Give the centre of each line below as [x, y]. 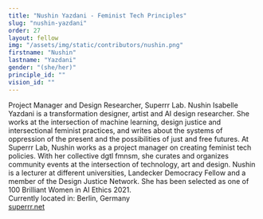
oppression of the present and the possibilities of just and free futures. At [129, 139]
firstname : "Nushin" [43, 53]
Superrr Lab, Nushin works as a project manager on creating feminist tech [130, 147]
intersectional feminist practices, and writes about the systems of [116, 130]
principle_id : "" [37, 75]
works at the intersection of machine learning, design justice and [115, 122]
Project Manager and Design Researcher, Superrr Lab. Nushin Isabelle [124, 105]
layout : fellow [33, 38]
